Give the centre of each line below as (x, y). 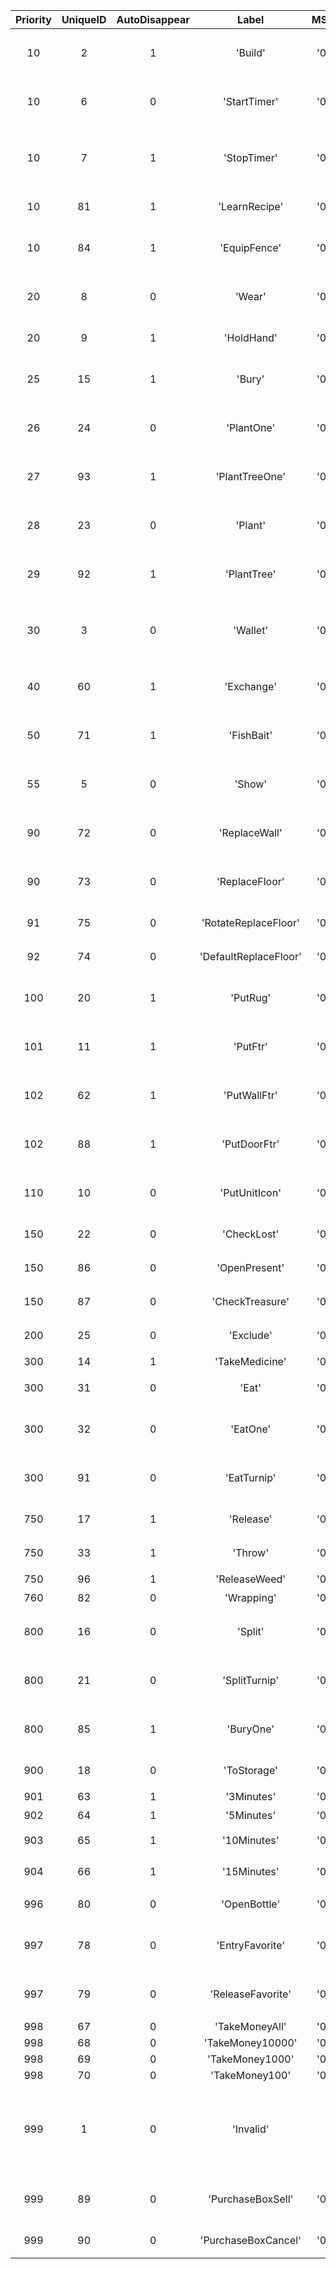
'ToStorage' (250, 1770)
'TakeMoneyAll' (250, 2026)
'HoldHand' (250, 337)
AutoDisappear (153, 19)
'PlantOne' (251, 427)
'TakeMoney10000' (250, 2042)
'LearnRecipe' (251, 206)
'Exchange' (250, 686)
